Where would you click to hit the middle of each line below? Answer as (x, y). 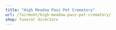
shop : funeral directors (32, 19)
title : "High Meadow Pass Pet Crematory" (50, 10)
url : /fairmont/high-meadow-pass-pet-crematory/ (58, 15)
